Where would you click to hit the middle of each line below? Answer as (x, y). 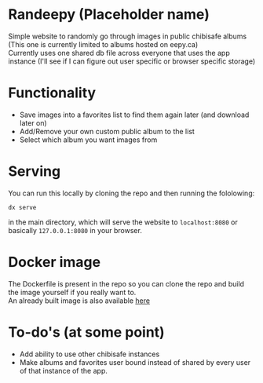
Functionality (52, 93)
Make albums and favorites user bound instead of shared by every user (135, 362)
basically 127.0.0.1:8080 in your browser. (75, 230)
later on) (33, 122)
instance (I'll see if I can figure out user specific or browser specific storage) (132, 61)
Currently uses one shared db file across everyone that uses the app (119, 53)
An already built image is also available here (79, 301)
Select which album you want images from (88, 140)
